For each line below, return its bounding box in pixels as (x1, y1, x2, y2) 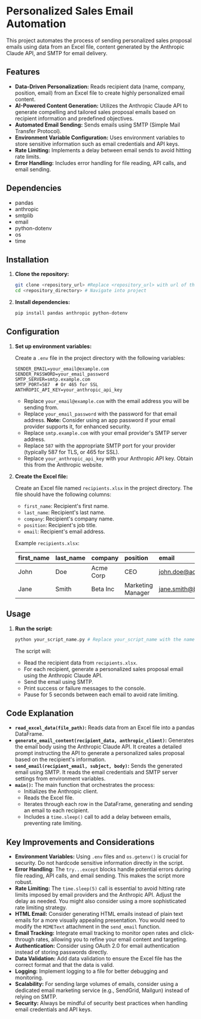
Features (6, 67, 40, 77)
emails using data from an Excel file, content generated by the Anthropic (6, 43, 185, 50)
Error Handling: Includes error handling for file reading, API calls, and (14, 159, 187, 166)
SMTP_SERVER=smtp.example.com (14, 376, 91, 382)
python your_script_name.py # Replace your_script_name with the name (14, 636, 195, 642)
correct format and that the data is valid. (14, 961, 115, 969)
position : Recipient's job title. (23, 521, 98, 528)
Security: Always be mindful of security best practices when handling (14, 1000, 188, 1007)
